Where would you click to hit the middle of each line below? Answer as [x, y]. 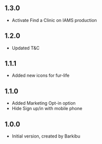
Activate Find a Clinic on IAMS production [54, 20]
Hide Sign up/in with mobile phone [47, 109]
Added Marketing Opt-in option [44, 103]
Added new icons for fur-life [41, 75]
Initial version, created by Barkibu [46, 136]
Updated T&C [26, 48]
